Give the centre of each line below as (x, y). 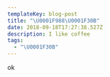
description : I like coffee (49, 34)
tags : (15, 41)
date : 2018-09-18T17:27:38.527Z (55, 27)
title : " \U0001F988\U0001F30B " (54, 21)
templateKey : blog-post (43, 14)
